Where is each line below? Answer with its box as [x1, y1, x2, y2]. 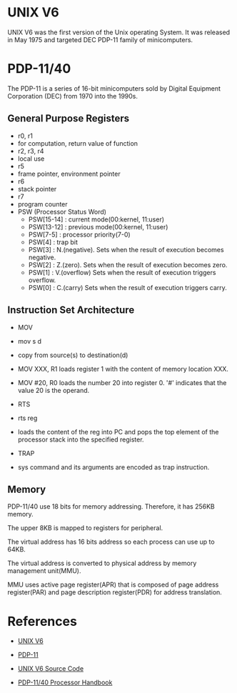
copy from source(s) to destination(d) [17, 351, 128, 359]
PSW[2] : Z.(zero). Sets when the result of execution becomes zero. [28, 260, 228, 269]
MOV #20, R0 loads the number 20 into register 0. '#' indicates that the [17, 378, 227, 387]
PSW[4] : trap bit [28, 237, 79, 246]
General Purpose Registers [7, 112, 130, 125]
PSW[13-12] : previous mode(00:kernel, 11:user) [28, 222, 168, 231]
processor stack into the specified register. [17, 435, 144, 444]
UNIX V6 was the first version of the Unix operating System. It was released [7, 28, 231, 36]
